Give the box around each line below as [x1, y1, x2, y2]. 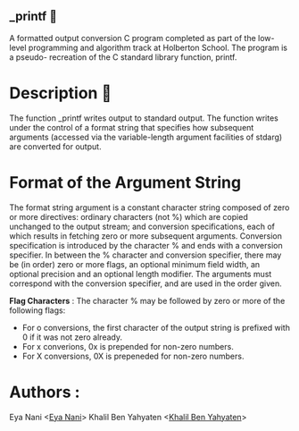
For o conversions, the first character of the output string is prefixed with [21, 322, 290, 333]
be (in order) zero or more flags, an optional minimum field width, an [9, 258, 261, 269]
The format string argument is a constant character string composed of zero [9, 202, 290, 213]
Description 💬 [9, 83, 112, 103]
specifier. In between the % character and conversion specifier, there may [9, 249, 282, 260]
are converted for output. [9, 140, 102, 152]
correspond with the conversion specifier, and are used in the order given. [9, 278, 283, 289]
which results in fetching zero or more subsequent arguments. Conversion [9, 230, 283, 241]
